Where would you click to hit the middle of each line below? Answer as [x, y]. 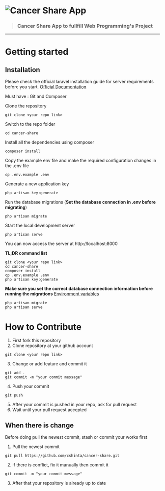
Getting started [37, 52]
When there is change [40, 425]
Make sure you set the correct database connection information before [79, 289]
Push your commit [30, 386]
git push [14, 395]
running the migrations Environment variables [52, 294]
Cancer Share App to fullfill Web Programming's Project [85, 26]
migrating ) [16, 208]
